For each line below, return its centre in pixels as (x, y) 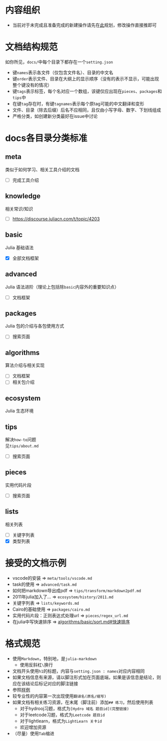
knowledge (23, 196)
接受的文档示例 (36, 563)
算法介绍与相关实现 (25, 366)
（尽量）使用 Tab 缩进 (33, 733)
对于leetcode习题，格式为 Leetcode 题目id (62, 715)
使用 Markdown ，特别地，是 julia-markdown (55, 658)
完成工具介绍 (25, 180)
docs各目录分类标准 (46, 138)
